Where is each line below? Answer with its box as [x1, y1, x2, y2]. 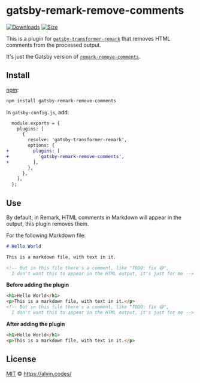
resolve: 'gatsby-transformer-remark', [28, 137, 128, 143]
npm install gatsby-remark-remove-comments [6, 98, 117, 104]
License [6, 354, 37, 364]
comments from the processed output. [6, 41, 102, 48]
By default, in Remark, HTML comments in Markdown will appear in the [6, 214, 181, 221]
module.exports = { [11, 120, 60, 126]
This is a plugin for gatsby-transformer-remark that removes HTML [6, 35, 171, 42]
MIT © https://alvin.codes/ [6, 370, 72, 377]
